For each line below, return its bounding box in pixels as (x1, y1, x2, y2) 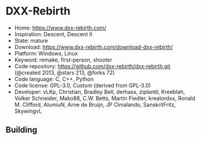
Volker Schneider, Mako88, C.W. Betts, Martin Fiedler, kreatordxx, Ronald (14, 95, 196, 102)
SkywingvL (14, 107, 42, 114)
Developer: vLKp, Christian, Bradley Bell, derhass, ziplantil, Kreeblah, (14, 88, 185, 95)
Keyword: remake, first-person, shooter (14, 56, 113, 63)
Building (5, 125, 37, 135)
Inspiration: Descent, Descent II (14, 30, 93, 37)
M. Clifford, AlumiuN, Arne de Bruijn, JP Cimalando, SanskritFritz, (14, 101, 176, 108)
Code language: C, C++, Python (14, 75, 94, 83)
